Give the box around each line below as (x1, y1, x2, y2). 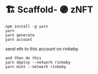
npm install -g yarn (5, 23, 49, 29)
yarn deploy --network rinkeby (5, 59, 71, 65)
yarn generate (5, 32, 35, 37)
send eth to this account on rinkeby (5, 45, 79, 51)
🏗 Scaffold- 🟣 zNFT (5, 4, 93, 15)
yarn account (5, 37, 33, 42)
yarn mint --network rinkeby (5, 64, 66, 69)
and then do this (5, 55, 42, 60)
